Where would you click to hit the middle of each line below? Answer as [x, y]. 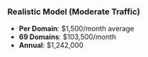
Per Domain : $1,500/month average [76, 29]
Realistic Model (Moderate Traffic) [74, 12]
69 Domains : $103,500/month [67, 37]
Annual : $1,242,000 [51, 45]
